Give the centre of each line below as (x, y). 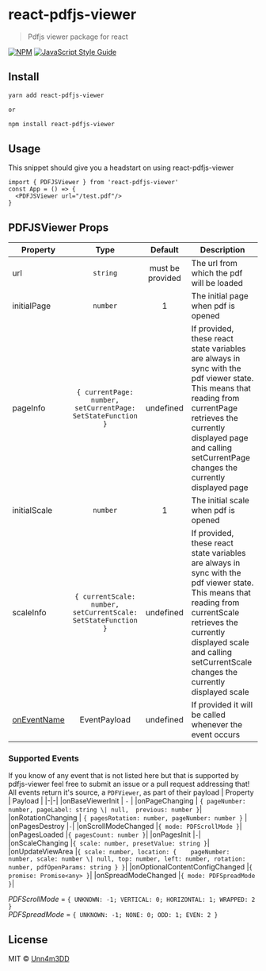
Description (222, 250)
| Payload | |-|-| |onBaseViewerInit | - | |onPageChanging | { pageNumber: (127, 801)
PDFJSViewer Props (59, 227)
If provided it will (222, 705)
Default (165, 250)
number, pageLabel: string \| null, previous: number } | (105, 809)
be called (208, 715)
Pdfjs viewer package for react (78, 37)
